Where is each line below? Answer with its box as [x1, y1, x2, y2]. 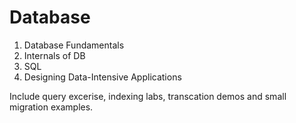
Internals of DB [23, 49, 86, 61]
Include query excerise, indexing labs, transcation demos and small [9, 90, 287, 102]
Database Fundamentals [23, 39, 125, 51]
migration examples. [9, 101, 94, 113]
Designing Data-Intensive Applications [23, 71, 182, 83]
